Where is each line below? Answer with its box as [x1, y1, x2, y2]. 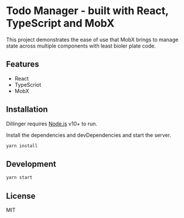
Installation [6, 105, 48, 115]
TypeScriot [14, 81, 42, 88]
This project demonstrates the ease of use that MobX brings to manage [6, 36, 179, 43]
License [6, 191, 36, 201]
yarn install [6, 143, 38, 149]
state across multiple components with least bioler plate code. [6, 42, 156, 49]
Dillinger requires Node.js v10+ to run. [6, 120, 98, 127]
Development [6, 159, 57, 169]
